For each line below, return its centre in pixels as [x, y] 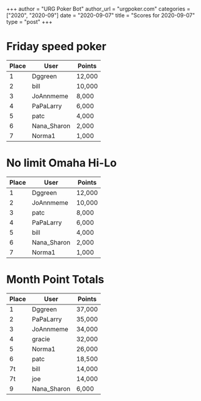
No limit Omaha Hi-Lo [62, 163]
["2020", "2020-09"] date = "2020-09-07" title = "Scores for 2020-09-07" [101, 15]
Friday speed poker [57, 47]
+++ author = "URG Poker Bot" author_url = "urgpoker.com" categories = [98, 9]
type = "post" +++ [30, 22]
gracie [41, 339]
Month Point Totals [55, 280]
